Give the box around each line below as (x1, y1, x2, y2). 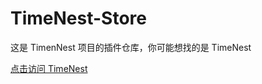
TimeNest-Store (10, 7, 147, 30)
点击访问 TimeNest (10, 62, 88, 74)
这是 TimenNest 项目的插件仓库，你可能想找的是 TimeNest (10, 41, 252, 53)
